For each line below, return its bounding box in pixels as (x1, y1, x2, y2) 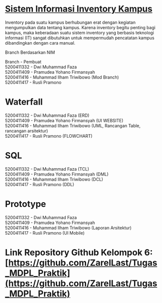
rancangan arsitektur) (5, 128, 48, 134)
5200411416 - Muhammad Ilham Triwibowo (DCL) (5, 176, 103, 182)
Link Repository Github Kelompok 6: (5, 247, 153, 258)
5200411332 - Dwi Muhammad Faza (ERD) (5, 112, 89, 118)
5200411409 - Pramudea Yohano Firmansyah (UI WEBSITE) (5, 117, 124, 123)
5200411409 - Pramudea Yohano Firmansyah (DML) (5, 171, 109, 177)
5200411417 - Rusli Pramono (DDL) (5, 181, 74, 187)
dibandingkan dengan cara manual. (5, 40, 76, 46)
